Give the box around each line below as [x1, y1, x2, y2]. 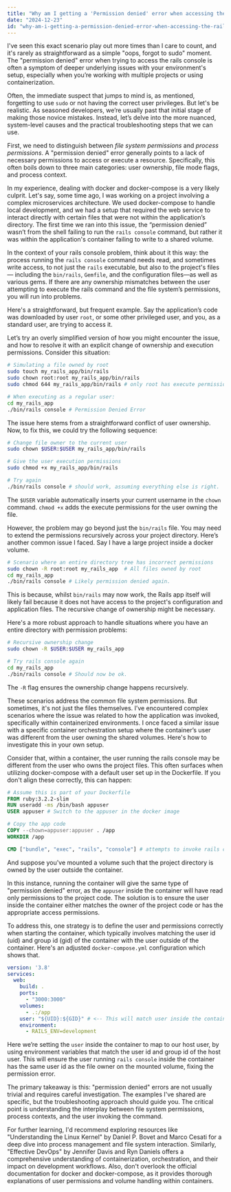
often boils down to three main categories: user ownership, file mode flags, [7, 163, 220, 172]
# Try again [7, 477, 41, 484]
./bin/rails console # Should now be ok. [7, 670, 128, 678]
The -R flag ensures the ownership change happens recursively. [7, 683, 189, 692]
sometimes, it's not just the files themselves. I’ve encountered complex [7, 703, 208, 712]
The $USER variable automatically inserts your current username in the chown [7, 496, 221, 504]
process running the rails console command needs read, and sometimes [7, 256, 217, 264]
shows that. [7, 950, 40, 959]
